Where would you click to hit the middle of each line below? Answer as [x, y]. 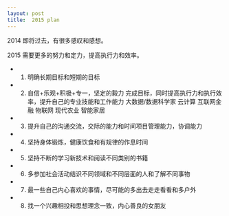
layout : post [26, 13]
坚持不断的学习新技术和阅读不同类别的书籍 [88, 158]
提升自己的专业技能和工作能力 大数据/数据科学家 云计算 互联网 [128, 101]
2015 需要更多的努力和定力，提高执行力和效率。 [75, 55]
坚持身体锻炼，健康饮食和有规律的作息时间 [88, 142]
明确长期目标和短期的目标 [64, 77]
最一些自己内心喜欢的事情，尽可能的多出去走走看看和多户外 [112, 189]
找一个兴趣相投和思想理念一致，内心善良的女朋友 [97, 205]
